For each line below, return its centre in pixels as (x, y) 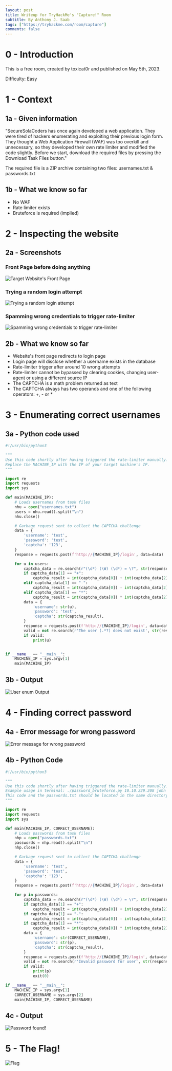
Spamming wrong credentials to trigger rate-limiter (70, 316)
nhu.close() (27, 516)
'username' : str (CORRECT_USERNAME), (72, 938)
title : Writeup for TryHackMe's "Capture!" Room (58, 15)
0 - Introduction (39, 55)
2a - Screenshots (33, 253)
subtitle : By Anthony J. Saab (38, 20)
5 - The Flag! (33, 1049)
